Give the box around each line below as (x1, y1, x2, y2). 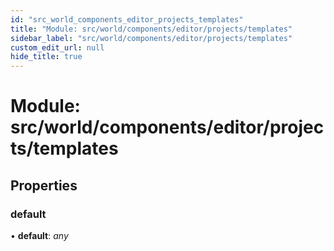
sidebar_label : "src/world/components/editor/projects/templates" (10, 33, 293, 43)
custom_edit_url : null (10, 42, 105, 53)
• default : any (10, 230, 69, 241)
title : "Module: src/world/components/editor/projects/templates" (10, 24, 293, 34)
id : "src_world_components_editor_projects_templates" (10, 14, 244, 25)
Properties (10, 177, 78, 194)
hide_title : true (10, 52, 83, 62)
